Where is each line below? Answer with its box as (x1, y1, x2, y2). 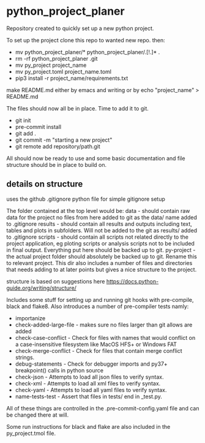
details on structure (6, 179, 83, 190)
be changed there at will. (6, 411, 69, 418)
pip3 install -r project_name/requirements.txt (15, 74, 129, 82)
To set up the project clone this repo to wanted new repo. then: (6, 36, 165, 44)
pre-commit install (15, 123, 62, 130)
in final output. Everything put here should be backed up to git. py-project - (6, 246, 196, 253)
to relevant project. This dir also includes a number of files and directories (6, 259, 193, 266)
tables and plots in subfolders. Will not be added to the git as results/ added (6, 226, 198, 234)
